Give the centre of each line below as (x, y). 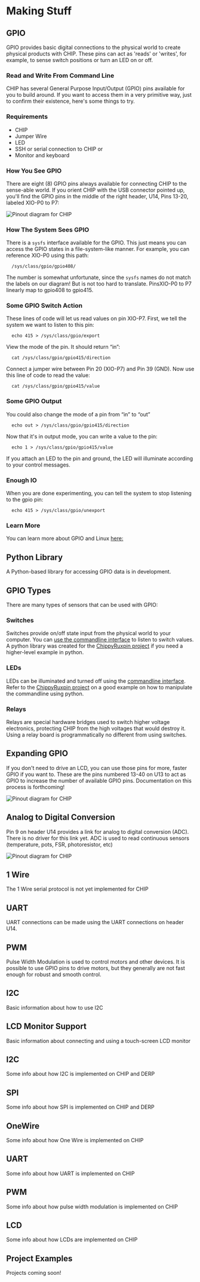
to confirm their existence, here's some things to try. (71, 101)
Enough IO (21, 480)
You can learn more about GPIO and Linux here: (65, 538)
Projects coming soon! (34, 1273)
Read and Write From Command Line (60, 75)
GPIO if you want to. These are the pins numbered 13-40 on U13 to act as (96, 774)
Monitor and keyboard (42, 155)
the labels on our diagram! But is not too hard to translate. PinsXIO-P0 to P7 (99, 284)
